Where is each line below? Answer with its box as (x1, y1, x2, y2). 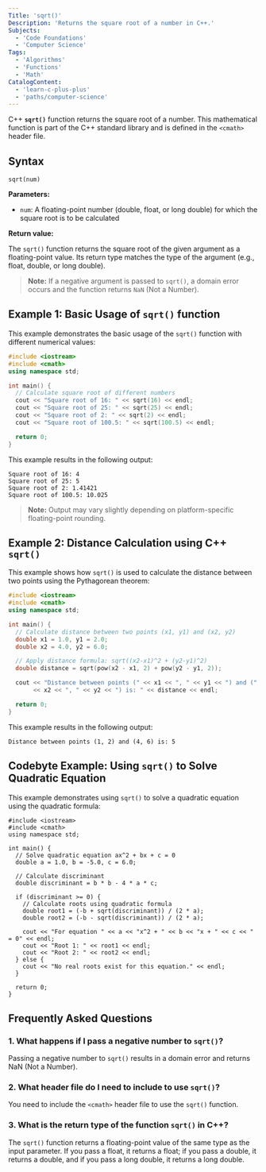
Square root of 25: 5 (8, 477, 80, 485)
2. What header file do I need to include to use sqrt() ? (8, 1081, 221, 1093)
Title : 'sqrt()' (8, 11, 62, 20)
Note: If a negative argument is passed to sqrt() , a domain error (27, 276, 240, 286)
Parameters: (8, 190, 50, 199)
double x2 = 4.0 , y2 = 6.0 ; (15, 642, 109, 651)
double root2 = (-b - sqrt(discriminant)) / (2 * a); (22, 914, 204, 922)
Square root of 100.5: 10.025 (8, 491, 109, 499)
